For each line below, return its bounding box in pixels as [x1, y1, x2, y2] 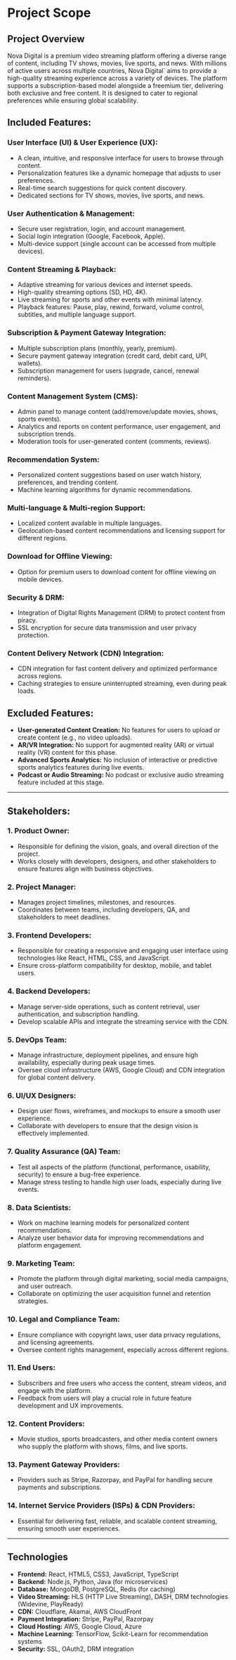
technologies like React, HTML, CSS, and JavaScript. [17, 954, 171, 962]
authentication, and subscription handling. [17, 1010, 140, 1018]
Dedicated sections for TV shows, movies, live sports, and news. [17, 191, 205, 200]
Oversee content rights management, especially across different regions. [17, 1345, 229, 1354]
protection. [17, 631, 50, 640]
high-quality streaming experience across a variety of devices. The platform [7, 74, 228, 82]
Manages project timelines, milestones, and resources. [17, 898, 176, 907]
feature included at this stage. [17, 778, 104, 786]
